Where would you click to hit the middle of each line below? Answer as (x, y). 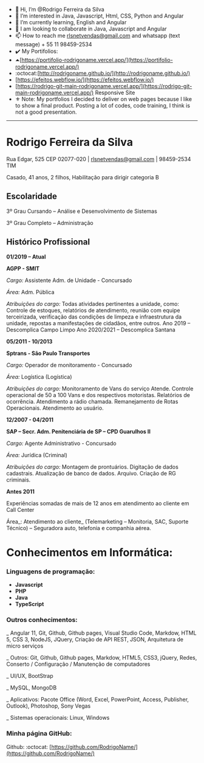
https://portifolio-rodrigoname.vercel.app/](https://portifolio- (97, 60)
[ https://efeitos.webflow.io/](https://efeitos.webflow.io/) (84, 80)
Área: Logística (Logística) (39, 376)
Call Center (20, 509)
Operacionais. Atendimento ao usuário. (55, 408)
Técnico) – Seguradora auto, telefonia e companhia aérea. (79, 528)
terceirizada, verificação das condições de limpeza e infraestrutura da (94, 317)
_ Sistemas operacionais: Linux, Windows (58, 718)
